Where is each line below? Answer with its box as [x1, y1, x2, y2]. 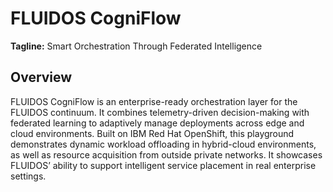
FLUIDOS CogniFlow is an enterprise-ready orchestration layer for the [10, 95, 298, 107]
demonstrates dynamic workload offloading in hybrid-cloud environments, [10, 138, 317, 150]
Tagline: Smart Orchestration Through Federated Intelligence [10, 40, 263, 52]
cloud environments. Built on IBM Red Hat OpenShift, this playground [10, 127, 295, 139]
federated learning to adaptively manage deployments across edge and [10, 117, 305, 129]
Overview [10, 69, 73, 86]
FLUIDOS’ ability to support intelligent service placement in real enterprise [10, 159, 317, 171]
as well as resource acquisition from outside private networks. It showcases [10, 148, 323, 161]
